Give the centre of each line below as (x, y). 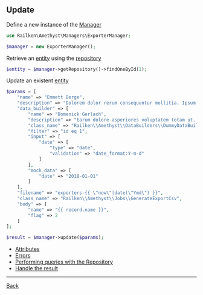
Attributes (27, 249)
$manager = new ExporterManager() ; (51, 47)
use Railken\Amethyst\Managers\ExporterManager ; (69, 36)
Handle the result (37, 268)
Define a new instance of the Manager (54, 24)
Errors (23, 256)
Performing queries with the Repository (64, 262)
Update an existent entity (37, 80)
